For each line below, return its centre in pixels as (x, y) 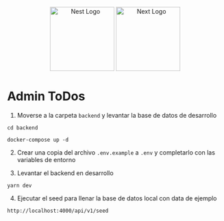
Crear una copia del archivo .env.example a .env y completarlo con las (116, 152)
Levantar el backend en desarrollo (65, 173)
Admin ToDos (46, 96)
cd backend (23, 128)
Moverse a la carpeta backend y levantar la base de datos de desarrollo (117, 115)
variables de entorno (46, 159)
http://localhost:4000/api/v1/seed (58, 211)
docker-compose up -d (38, 140)
